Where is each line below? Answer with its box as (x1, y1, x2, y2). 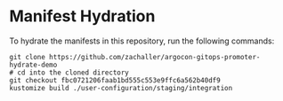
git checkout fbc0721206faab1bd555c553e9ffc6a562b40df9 (9, 75, 221, 85)
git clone (9, 52, 46, 61)
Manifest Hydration (9, 6, 156, 27)
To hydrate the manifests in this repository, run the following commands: (9, 35, 275, 46)
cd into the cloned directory (17, 68, 129, 77)
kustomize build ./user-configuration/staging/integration (9, 83, 233, 92)
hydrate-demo (9, 60, 58, 69)
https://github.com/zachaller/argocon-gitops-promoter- (48, 52, 261, 61)
